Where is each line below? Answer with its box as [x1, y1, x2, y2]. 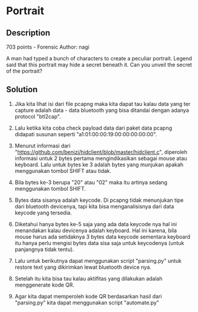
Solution [6, 85, 38, 95]
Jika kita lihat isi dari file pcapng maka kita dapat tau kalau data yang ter [14, 100, 191, 107]
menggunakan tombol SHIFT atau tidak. [14, 167, 112, 174]
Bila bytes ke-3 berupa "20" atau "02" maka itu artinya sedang [14, 179, 167, 186]
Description [6, 28, 50, 38]
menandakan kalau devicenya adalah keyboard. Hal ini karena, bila [14, 227, 177, 234]
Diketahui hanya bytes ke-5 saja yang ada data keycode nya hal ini [14, 220, 177, 227]
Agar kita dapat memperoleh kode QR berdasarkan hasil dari [14, 292, 163, 300]
